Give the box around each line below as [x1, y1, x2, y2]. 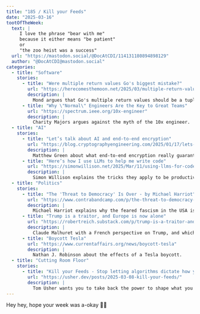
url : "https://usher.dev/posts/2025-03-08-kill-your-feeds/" [27, 274, 183, 280]
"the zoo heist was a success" [19, 48, 97, 54]
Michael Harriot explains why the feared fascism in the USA [32, 208, 187, 214]
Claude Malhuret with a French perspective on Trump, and [32, 230, 180, 235]
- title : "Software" [11, 70, 62, 76]
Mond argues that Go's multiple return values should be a [32, 97, 183, 103]
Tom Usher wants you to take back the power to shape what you [32, 285, 193, 291]
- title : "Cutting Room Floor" [11, 258, 89, 263]
